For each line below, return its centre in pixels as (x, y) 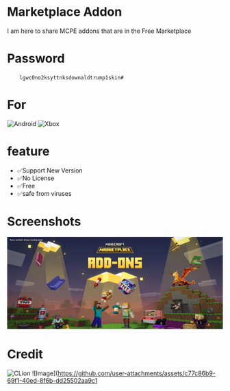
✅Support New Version (50, 170)
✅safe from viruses (44, 193)
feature (28, 151)
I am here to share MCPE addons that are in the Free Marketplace (99, 31)
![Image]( (45, 373)
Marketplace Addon (65, 12)
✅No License (36, 178)
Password (36, 59)
